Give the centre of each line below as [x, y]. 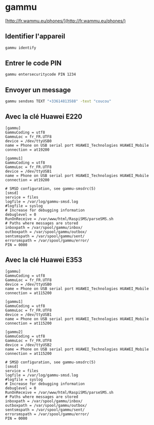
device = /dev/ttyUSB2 [28, 345]
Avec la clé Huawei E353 [44, 260]
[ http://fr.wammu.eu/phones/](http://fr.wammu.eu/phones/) [65, 21]
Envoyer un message [38, 90]
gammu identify [21, 48]
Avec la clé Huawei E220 [44, 117]
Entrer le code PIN [33, 63]
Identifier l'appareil [35, 36]
